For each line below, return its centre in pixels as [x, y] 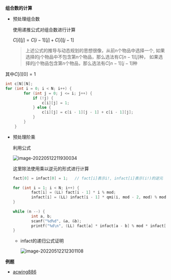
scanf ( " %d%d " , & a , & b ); [56, 221]
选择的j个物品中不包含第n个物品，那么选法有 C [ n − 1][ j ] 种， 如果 [92, 57]
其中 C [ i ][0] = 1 [21, 74]
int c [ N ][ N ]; [19, 84]
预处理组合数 [26, 19]
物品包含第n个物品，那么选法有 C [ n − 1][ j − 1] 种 [89, 63]
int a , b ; [42, 216]
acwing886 [25, 272]
